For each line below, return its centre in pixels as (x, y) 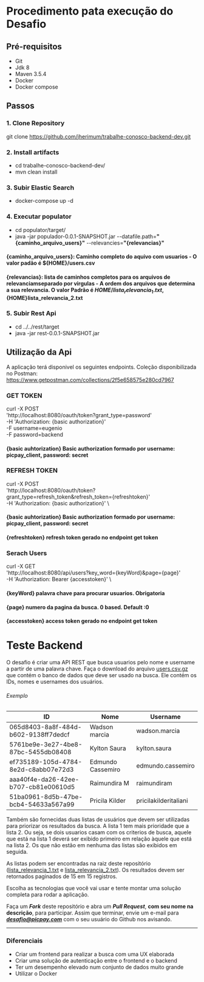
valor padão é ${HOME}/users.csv (51, 263)
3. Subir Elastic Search (40, 188)
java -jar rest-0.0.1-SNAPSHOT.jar (57, 333)
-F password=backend (35, 434)
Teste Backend (45, 646)
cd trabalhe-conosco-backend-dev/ (60, 165)
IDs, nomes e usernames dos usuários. (55, 682)
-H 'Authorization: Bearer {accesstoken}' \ (59, 579)
